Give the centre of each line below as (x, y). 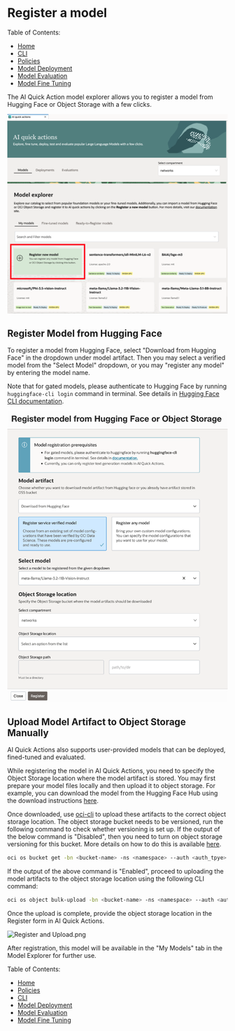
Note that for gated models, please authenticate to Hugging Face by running (117, 386)
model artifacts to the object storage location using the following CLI (106, 879)
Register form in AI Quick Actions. (56, 921)
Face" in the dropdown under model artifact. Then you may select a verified (116, 358)
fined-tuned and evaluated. (47, 757)
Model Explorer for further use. (52, 955)
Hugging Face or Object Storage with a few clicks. (79, 104)
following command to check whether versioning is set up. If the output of (114, 829)
